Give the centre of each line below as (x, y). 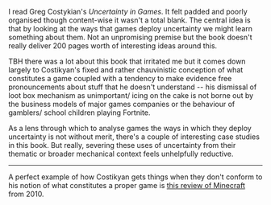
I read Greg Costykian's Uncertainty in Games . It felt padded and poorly (128, 12)
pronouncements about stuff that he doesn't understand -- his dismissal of (133, 87)
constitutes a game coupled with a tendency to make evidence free (120, 78)
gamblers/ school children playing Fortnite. (79, 113)
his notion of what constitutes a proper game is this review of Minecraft (127, 185)
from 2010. (26, 194)
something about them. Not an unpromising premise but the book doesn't (130, 37)
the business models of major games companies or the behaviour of (122, 104)
